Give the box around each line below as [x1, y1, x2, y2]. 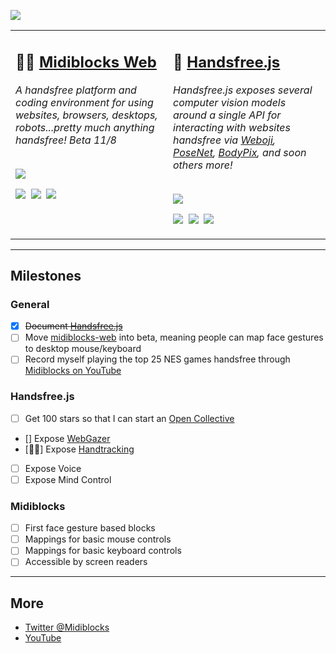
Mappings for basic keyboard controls [24, 545, 182, 557]
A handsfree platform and [15, 83, 137, 97]
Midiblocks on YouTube [24, 365, 122, 377]
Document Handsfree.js [24, 320, 123, 332]
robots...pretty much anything [15, 120, 155, 134]
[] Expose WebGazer [24, 432, 111, 444]
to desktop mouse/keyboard [24, 343, 142, 355]
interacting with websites [173, 120, 291, 134]
